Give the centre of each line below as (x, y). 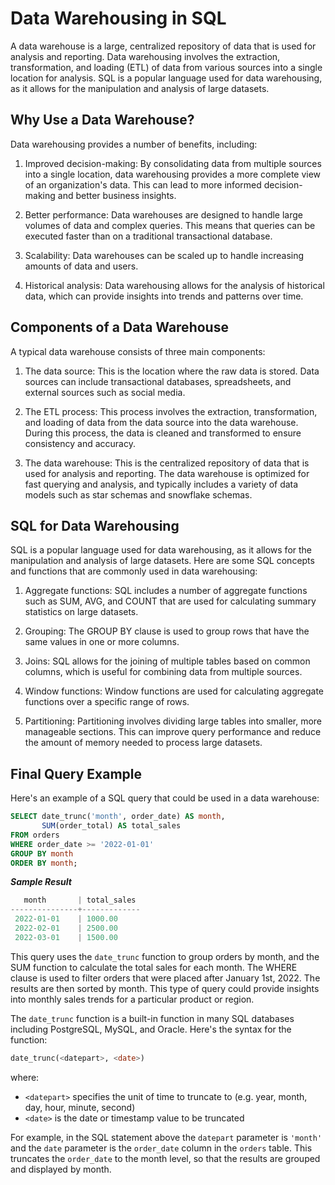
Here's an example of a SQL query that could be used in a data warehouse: (165, 798)
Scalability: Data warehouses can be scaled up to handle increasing (164, 255)
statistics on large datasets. (81, 612)
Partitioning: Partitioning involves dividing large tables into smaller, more (173, 721)
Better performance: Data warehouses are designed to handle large (164, 214)
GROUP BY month (42, 853)
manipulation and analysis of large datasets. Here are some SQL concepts (162, 561)
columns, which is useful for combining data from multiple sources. (163, 672)
